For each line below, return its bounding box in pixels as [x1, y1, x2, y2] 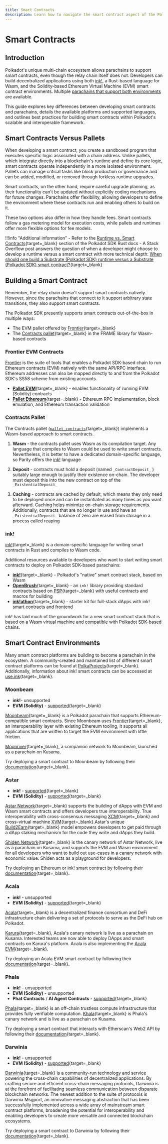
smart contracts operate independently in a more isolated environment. [5, 163, 151, 169]
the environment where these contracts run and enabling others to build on [5, 199, 160, 206]
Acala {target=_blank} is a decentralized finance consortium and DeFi [5, 909, 147, 916]
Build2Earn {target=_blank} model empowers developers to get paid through [5, 824, 161, 830]
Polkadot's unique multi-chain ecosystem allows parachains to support [5, 67, 151, 73]
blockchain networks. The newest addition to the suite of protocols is [5, 1091, 147, 1097]
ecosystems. [5, 1118, 31, 1124]
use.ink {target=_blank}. [5, 673, 53, 679]
